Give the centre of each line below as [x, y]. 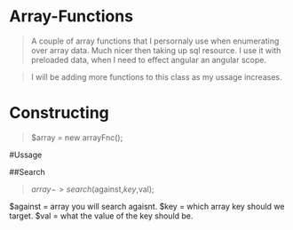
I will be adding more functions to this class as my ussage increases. [156, 76]
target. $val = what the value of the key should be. [101, 216]
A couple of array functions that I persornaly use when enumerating [155, 41]
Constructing [59, 113]
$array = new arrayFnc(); [77, 137]
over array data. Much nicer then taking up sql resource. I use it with [156, 50]
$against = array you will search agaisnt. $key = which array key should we [147, 206]
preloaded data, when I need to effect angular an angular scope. [148, 59]
